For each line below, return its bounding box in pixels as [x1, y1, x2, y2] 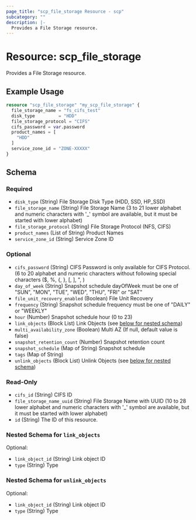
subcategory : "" [6, 14, 46, 20]
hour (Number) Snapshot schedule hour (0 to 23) [14, 313, 133, 320]
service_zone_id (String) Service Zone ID [14, 236, 114, 243]
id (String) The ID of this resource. [14, 416, 98, 423]
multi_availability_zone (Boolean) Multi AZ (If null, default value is [14, 326, 178, 333]
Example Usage [6, 86, 64, 97]
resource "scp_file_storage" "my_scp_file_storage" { [6, 102, 140, 108]
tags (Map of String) [14, 351, 64, 358]
